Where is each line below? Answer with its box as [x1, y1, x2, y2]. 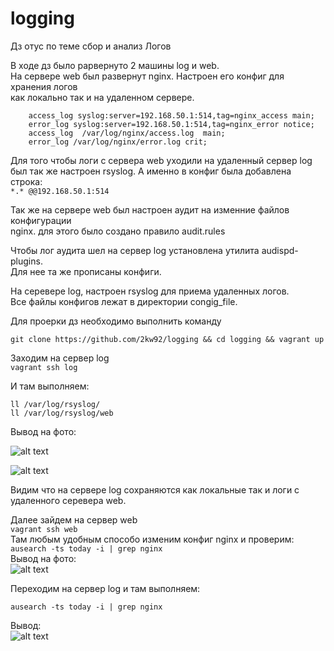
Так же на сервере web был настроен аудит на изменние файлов [10, 203, 290, 216]
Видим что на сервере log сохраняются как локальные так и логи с [10, 483, 300, 496]
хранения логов [10, 80, 78, 92]
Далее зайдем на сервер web [10, 513, 138, 526]
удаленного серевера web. [10, 494, 127, 506]
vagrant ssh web [10, 524, 78, 534]
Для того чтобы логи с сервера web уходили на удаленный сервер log [10, 154, 313, 166]
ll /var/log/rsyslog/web [10, 408, 114, 418]
